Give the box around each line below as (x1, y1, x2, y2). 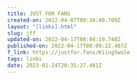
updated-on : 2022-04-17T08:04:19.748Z (7, 36, 121, 43)
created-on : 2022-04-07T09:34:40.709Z (7, 17, 121, 24)
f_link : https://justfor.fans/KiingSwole (7, 49, 131, 56)
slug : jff (7, 29, 37, 37)
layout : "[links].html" (7, 23, 77, 30)
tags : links (7, 56, 42, 63)
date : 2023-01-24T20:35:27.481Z (7, 62, 102, 69)
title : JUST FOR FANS (7, 10, 71, 17)
